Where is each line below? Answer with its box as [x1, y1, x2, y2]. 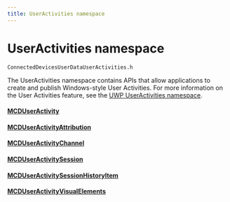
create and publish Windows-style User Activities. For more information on [7, 83, 223, 92]
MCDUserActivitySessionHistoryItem [7, 171, 119, 180]
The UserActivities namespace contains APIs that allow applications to [7, 76, 210, 84]
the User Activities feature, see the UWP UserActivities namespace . [7, 90, 203, 99]
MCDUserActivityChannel [7, 139, 85, 147]
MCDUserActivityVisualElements [7, 187, 107, 196]
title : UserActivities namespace [7, 10, 105, 18]
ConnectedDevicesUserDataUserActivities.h [7, 64, 133, 71]
